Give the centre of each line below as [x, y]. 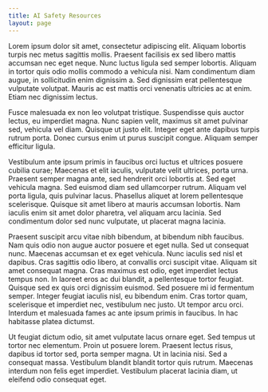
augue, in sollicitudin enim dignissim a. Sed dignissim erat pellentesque [125, 80]
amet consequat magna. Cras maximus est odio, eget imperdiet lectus [123, 270]
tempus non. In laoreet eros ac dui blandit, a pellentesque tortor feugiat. [126, 279]
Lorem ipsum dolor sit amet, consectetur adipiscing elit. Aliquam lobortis [127, 46]
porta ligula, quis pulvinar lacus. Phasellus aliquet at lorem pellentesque [126, 196]
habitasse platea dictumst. [51, 321]
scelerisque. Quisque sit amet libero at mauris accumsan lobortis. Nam [124, 204]
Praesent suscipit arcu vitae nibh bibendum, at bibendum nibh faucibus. [126, 236]
